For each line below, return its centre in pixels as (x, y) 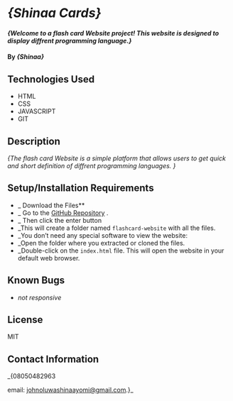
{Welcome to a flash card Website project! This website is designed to (113, 33)
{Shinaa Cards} (54, 13)
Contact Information (53, 359)
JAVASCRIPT (37, 111)
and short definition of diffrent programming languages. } (92, 166)
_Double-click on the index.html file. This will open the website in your (121, 251)
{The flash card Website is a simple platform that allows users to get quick (116, 158)
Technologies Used (51, 79)
